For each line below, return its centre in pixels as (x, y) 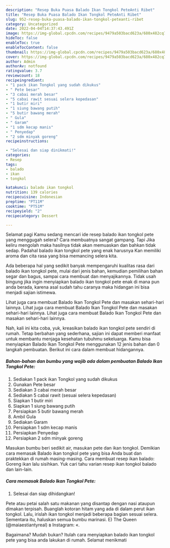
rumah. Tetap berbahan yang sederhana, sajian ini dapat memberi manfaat (83, 334)
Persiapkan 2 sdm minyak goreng (48, 438)
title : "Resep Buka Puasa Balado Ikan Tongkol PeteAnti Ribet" (74, 15)
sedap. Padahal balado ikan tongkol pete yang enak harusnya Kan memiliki (83, 251)
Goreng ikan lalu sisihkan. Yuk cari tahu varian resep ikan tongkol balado (81, 464)
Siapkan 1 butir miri (33, 401)
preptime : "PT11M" (25, 202)
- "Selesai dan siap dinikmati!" (41, 150)
